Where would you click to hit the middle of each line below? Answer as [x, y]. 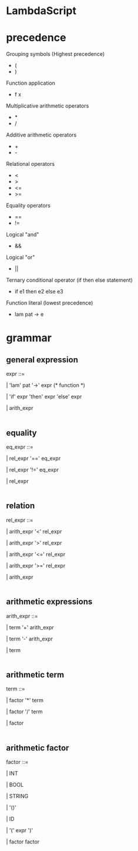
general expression [42, 360]
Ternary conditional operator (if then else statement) [70, 280]
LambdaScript [41, 11]
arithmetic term [35, 675]
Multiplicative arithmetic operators [48, 106]
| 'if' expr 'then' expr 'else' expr [44, 397]
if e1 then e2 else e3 [39, 292]
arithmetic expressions [49, 602]
